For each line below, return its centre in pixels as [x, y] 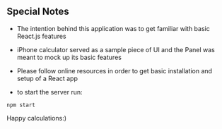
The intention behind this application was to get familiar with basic [113, 28]
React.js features [41, 36]
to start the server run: [49, 92]
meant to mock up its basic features [69, 57]
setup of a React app [47, 78]
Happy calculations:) [37, 118]
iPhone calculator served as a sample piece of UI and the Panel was [116, 49]
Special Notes [38, 12]
